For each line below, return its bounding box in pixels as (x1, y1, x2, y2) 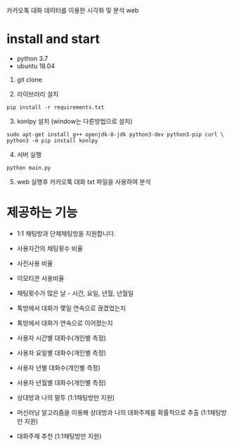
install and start (6, 31, 100, 47)
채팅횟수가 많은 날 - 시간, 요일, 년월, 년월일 (16, 288, 134, 297)
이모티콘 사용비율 (16, 274, 65, 282)
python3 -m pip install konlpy (6, 137, 98, 144)
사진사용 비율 (16, 259, 53, 267)
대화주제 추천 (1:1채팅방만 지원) (16, 432, 102, 440)
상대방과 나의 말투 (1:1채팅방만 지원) (16, 393, 115, 401)
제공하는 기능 (6, 205, 78, 221)
